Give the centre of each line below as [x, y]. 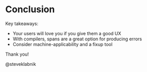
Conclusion [30, 9]
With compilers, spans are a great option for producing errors [77, 39]
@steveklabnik [21, 64]
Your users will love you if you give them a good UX [67, 33]
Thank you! [17, 54]
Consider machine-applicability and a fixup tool [63, 44]
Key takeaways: [22, 23]
